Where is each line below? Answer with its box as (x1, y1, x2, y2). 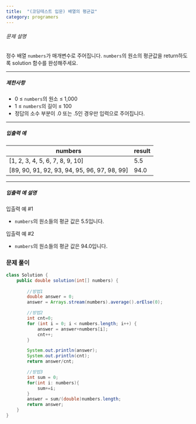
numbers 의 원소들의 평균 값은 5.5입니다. (14, 218, 104, 225)
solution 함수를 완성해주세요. (12, 59, 78, 66)
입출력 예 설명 (6, 189, 37, 197)
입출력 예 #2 (6, 230, 34, 237)
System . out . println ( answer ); (27, 347, 98, 354)
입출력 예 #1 (6, 205, 33, 212)
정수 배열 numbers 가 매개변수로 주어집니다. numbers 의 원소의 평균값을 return (6, 52, 178, 59)
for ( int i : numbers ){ (27, 380, 80, 386)
